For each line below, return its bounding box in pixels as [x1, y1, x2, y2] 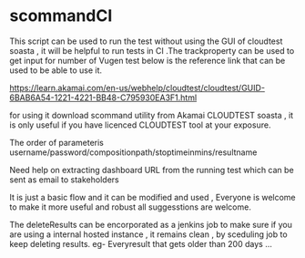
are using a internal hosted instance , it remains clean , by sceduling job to [9, 229, 289, 240]
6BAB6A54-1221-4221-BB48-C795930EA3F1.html [9, 92, 198, 103]
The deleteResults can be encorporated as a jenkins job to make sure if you [9, 219, 293, 230]
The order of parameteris [9, 137, 105, 148]
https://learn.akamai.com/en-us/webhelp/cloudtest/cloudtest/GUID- [9, 82, 266, 93]
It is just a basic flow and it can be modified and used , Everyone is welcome [9, 191, 296, 202]
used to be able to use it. [9, 65, 103, 76]
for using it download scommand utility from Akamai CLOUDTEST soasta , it [9, 109, 294, 120]
